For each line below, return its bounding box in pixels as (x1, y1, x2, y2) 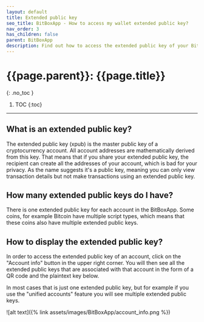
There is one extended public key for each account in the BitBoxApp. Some (6, 206, 194, 213)
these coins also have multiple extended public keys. (6, 219, 138, 227)
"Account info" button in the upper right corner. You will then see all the (6, 259, 185, 267)
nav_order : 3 (6, 26, 39, 32)
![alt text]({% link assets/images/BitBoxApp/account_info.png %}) (6, 309, 171, 316)
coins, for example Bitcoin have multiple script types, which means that (6, 213, 185, 220)
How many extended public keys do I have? (6, 190, 174, 200)
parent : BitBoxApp (6, 37, 53, 43)
